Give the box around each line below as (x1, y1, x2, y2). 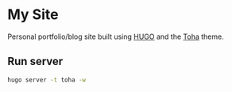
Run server (7, 55, 64, 68)
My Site (7, 6, 59, 24)
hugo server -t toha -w (7, 75, 87, 84)
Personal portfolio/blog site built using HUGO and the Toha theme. (7, 32, 224, 41)
